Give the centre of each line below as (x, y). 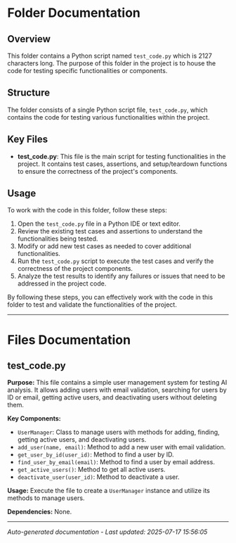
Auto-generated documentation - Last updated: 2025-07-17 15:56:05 (107, 532)
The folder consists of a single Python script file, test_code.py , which (108, 110)
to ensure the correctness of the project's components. (97, 171)
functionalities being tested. (58, 239)
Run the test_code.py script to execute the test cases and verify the (116, 261)
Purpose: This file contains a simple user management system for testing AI (117, 383)
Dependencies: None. (40, 512)
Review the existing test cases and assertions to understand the (110, 231)
